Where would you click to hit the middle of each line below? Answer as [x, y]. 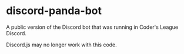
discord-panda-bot [54, 11]
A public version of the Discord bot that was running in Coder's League [92, 27]
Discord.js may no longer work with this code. [62, 45]
